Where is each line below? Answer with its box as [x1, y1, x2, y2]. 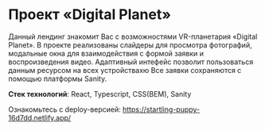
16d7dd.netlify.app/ [8, 113, 72, 122]
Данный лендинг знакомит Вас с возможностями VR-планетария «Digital [8, 32, 258, 41]
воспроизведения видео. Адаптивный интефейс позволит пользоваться [8, 57, 254, 67]
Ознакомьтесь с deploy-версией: [8, 105, 121, 114]
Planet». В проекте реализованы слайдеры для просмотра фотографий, [8, 40, 252, 49]
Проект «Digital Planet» [8, 6, 171, 24]
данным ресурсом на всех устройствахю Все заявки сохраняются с [8, 65, 242, 75]
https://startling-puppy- [122, 105, 201, 114]
